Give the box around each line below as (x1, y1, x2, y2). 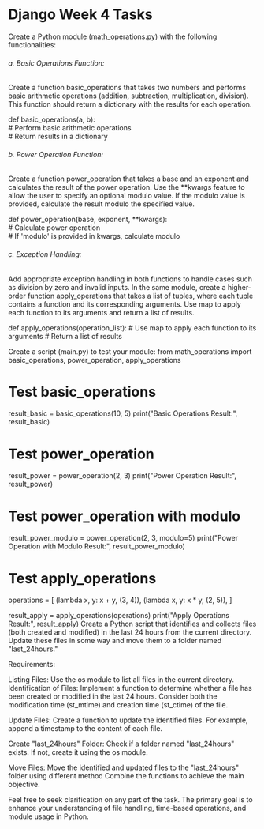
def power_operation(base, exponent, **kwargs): (8, 215, 168, 224)
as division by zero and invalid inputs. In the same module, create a (8, 282, 226, 292)
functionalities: (8, 40, 57, 49)
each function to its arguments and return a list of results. (8, 307, 195, 317)
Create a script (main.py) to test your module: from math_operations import (8, 346, 252, 356)
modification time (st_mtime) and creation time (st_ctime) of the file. (8, 700, 229, 710)
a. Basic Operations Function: (8, 58, 105, 68)
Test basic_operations (8, 382, 156, 401)
